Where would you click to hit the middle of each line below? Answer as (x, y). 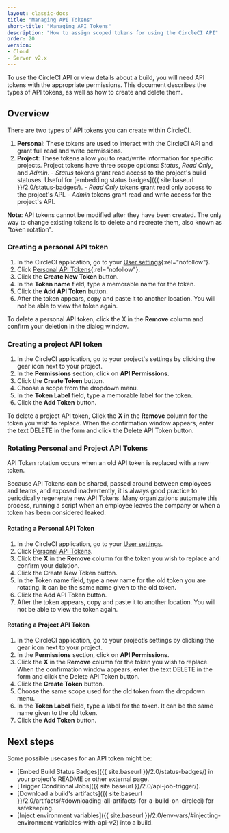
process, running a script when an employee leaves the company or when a (114, 506)
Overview (28, 114)
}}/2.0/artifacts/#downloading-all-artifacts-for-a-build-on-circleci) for (115, 800)
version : (19, 45)
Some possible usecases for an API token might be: (80, 758)
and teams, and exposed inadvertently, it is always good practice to (102, 491)
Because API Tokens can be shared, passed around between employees (109, 484)
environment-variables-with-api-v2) (68, 822)
